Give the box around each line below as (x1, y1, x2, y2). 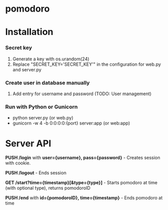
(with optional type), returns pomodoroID (5, 185, 91, 191)
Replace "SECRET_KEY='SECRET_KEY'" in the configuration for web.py (12, 61, 161, 67)
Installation (5, 26, 54, 38)
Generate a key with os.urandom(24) (12, 56, 90, 62)
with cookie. (5, 160, 31, 166)
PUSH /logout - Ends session (5, 170, 67, 176)
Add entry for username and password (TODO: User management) (12, 91, 152, 97)
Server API (5, 138, 52, 149)
